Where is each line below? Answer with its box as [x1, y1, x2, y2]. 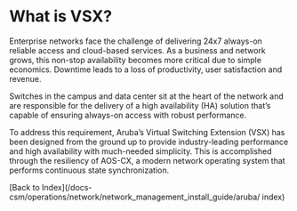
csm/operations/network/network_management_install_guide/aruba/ [9, 191, 261, 202]
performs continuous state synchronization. [9, 165, 170, 175]
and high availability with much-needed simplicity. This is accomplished [9, 145, 273, 157]
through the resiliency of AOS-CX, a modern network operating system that [9, 155, 286, 166]
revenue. [9, 73, 42, 84]
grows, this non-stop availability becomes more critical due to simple [9, 54, 262, 65]
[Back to [9, 182, 40, 192]
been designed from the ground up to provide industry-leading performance [9, 136, 289, 147]
